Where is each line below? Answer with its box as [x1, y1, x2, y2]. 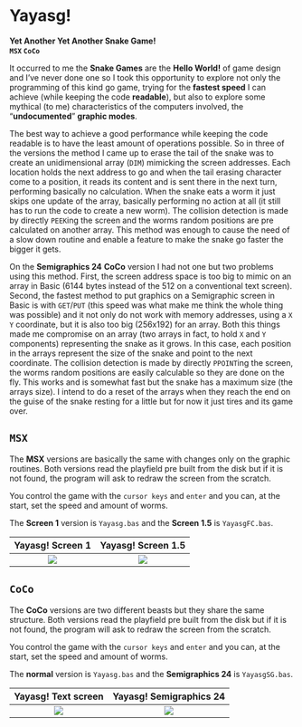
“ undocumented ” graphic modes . [9, 110, 137, 121]
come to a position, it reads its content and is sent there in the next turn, [9, 176, 278, 187]
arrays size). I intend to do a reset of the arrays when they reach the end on [9, 386, 291, 397]
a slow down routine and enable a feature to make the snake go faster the [9, 234, 284, 244]
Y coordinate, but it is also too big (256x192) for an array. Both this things [9, 319, 280, 330]
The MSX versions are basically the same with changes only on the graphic [9, 454, 291, 464]
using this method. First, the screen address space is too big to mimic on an [9, 271, 292, 282]
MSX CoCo [9, 46, 41, 55]
